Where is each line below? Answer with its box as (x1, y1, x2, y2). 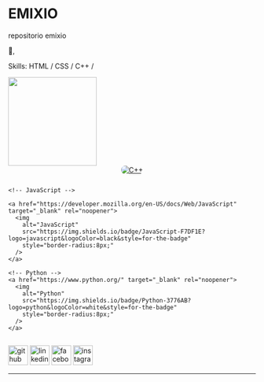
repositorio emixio (8, 31, 67, 40)
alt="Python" (22, 289, 65, 298)
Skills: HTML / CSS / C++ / (8, 61, 94, 71)
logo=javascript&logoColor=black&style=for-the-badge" (8, 234, 192, 243)
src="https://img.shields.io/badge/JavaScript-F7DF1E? (22, 228, 206, 236)
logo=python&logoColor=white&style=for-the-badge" (8, 303, 178, 311)
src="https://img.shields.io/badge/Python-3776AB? (22, 296, 192, 304)
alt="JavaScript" (22, 221, 79, 228)
